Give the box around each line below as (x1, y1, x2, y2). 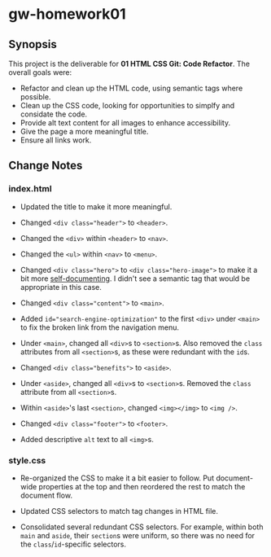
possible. (20, 92, 51, 102)
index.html (8, 183, 52, 195)
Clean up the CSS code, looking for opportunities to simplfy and (20, 101, 235, 110)
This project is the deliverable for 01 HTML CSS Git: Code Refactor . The (8, 59, 251, 68)
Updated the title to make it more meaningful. (20, 201, 173, 212)
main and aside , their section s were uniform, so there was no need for (20, 530, 255, 540)
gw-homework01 (8, 5, 126, 24)
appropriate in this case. (20, 282, 102, 292)
